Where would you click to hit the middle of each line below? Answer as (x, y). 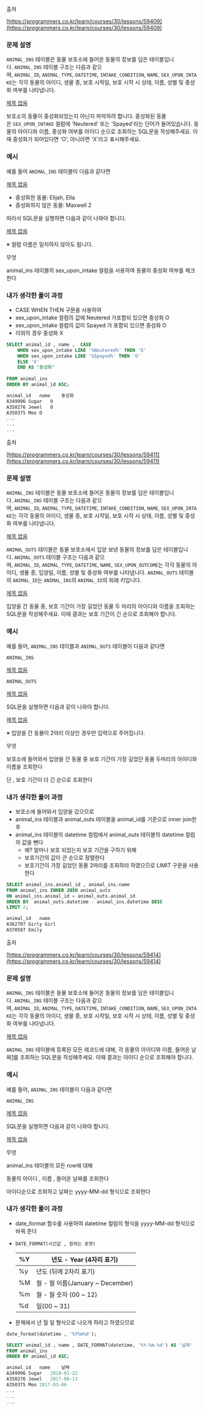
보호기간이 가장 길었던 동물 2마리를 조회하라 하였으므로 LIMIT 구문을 (106, 865)
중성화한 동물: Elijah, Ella (45, 197)
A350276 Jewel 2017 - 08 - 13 (42, 1379)
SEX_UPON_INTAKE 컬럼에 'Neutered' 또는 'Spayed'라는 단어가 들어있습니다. (102, 124)
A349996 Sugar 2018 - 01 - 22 (42, 1373)
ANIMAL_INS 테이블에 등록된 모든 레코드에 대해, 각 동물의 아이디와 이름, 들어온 (98, 1050)
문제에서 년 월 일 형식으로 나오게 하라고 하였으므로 (75, 1322)
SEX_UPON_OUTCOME (136, 566)
